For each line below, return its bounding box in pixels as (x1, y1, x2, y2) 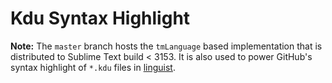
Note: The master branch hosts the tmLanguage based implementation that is (10, 40, 323, 52)
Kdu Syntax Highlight (10, 7, 191, 30)
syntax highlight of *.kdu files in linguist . (10, 61, 176, 73)
